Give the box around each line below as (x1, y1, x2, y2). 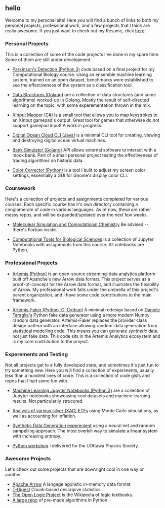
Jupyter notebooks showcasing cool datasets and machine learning (12, 393, 151, 399)
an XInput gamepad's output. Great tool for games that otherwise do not (12, 117, 160, 123)
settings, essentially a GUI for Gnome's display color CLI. (12, 172, 128, 178)
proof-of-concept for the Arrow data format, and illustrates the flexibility (12, 281, 160, 287)
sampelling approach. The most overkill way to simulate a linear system (12, 428, 158, 434)
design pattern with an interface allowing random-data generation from (12, 322, 158, 328)
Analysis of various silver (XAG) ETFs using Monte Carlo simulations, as (12, 408, 159, 414)
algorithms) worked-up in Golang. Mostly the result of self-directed (12, 97, 149, 103)
